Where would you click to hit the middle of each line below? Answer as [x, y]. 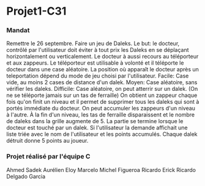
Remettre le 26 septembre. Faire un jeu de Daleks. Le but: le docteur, [93, 43]
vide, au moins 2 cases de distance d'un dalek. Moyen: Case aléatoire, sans [102, 82]
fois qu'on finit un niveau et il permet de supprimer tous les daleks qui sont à [103, 102]
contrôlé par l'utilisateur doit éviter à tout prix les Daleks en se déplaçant [98, 50]
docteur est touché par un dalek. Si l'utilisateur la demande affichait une [97, 128]
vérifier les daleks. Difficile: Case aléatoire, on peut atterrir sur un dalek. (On [102, 89]
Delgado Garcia [26, 176]
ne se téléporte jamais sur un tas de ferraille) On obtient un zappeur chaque [102, 95]
